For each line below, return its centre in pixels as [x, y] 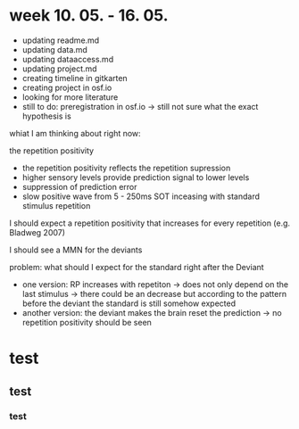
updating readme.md [61, 40]
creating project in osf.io [67, 87]
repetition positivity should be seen [87, 322]
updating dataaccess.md [68, 59]
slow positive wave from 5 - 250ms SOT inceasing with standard [141, 196]
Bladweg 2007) [37, 232]
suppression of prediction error [79, 186]
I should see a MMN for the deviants [76, 250]
